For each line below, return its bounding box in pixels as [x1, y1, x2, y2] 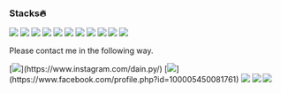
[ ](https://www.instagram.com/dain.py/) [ [9, 64, 168, 74]
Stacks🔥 [9, 7, 47, 19]
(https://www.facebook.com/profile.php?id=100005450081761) [9, 74, 239, 85]
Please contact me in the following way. [9, 45, 154, 56]
